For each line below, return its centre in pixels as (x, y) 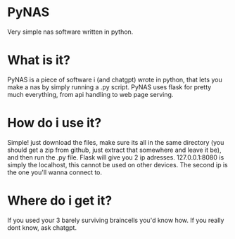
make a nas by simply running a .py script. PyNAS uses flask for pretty (109, 87)
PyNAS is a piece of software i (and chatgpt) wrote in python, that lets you (115, 79)
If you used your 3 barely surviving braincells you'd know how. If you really (116, 220)
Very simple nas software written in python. (70, 32)
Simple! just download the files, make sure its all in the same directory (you (116, 142)
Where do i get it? (60, 200)
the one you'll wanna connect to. (55, 172)
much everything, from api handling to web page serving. (90, 94)
